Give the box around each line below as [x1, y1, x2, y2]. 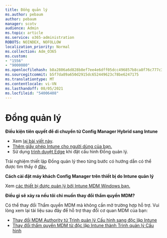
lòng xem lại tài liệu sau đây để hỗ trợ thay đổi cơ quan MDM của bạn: [5, 208, 148, 214]
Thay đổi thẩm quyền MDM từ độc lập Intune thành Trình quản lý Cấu [12, 223, 154, 229]
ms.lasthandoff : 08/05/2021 [5, 86, 64, 91]
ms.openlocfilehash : [5, 68, 48, 73]
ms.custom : [5, 53, 28, 59]
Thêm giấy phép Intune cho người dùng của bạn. [12, 143, 112, 149]
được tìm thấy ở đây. [5, 164, 47, 170]
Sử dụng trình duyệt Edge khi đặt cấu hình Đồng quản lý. [12, 149, 128, 155]
